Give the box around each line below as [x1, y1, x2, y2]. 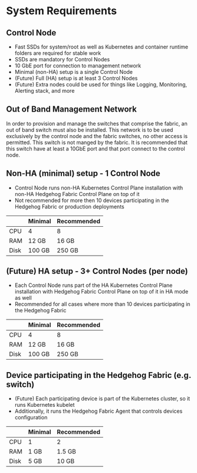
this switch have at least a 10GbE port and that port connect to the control [6, 145, 185, 152]
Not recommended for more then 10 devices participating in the [14, 197, 169, 204]
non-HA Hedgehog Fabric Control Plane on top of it [14, 190, 140, 197]
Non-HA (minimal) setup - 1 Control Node [6, 168, 160, 178]
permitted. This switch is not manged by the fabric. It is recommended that [6, 139, 188, 146]
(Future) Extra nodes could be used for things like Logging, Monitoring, [14, 81, 188, 88]
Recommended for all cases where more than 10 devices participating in [14, 301, 191, 308]
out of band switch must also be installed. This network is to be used [6, 126, 173, 133]
